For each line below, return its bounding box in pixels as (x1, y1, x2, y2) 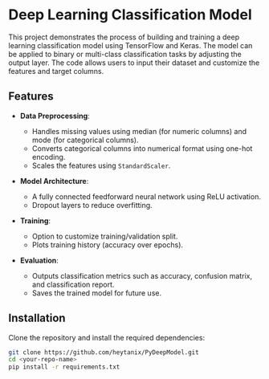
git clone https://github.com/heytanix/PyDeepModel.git (8, 348, 199, 357)
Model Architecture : (19, 176, 89, 185)
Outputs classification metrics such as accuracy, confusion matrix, (31, 271, 253, 280)
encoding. (31, 152, 66, 161)
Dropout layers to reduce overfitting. (31, 200, 153, 210)
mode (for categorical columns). (31, 135, 139, 145)
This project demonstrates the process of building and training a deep (8, 32, 240, 42)
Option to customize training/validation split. (31, 231, 178, 241)
